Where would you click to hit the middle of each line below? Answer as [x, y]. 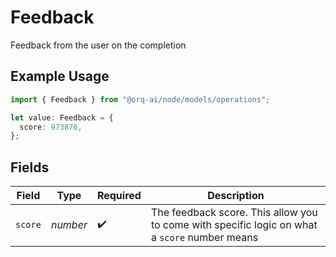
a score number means [204, 238]
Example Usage [60, 76]
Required [119, 196]
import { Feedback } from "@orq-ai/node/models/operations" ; [140, 99]
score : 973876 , [51, 127]
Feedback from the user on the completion [98, 45]
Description [236, 196]
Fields [30, 167]
